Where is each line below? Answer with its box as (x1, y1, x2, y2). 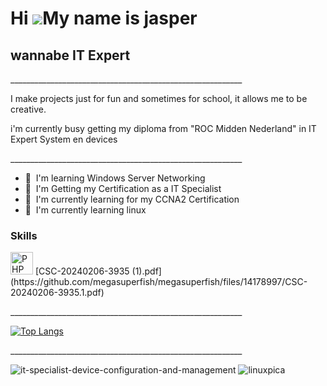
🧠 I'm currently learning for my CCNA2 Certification (24, 193, 240, 205)
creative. (10, 103, 47, 115)
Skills (10, 228, 38, 242)
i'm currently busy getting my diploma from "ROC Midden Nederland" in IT (10, 123, 317, 134)
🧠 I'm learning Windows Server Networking (24, 172, 206, 184)
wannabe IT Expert (10, 47, 131, 64)
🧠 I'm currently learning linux (24, 204, 147, 216)
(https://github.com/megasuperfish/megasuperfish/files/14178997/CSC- (10, 276, 308, 288)
